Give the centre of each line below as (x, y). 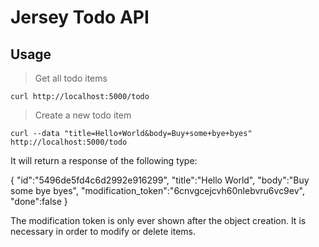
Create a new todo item (83, 115)
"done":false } (39, 201)
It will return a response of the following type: (104, 160)
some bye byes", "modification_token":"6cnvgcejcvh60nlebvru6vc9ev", (157, 190)
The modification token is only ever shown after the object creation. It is (158, 220)
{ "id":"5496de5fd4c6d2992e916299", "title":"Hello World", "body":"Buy (160, 180)
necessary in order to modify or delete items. (103, 231)
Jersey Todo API (80, 17)
